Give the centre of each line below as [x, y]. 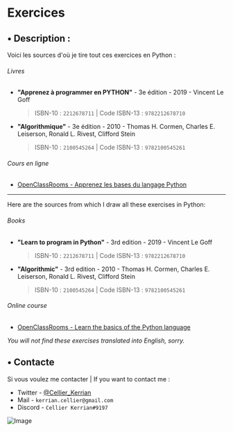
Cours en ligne [28, 163]
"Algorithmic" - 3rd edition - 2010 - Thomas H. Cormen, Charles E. [113, 269]
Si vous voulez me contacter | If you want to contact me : [89, 379]
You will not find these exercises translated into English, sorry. [96, 340]
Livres [16, 71]
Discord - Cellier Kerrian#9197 [63, 407]
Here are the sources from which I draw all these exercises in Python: [106, 205]
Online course [27, 306]
